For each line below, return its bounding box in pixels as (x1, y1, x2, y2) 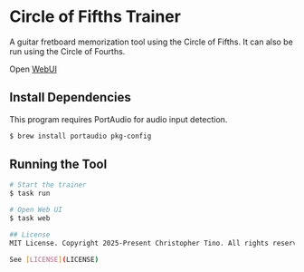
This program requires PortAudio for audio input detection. (9, 113, 228, 124)
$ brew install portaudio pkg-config (9, 131, 152, 141)
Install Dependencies (9, 90, 131, 105)
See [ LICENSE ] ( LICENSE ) (9, 255, 100, 264)
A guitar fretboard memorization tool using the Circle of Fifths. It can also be (9, 36, 294, 47)
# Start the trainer (9, 180, 88, 189)
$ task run (9, 189, 51, 199)
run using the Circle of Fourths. (9, 45, 126, 56)
